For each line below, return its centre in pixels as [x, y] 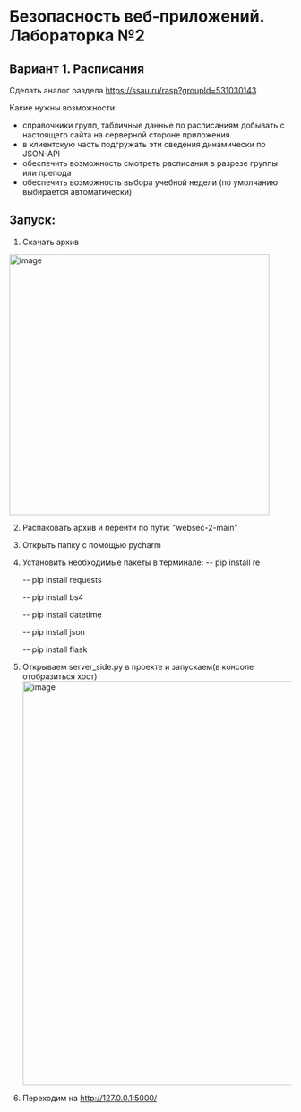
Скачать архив [50, 242]
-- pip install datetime [62, 614]
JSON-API [41, 154]
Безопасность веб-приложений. [137, 17]
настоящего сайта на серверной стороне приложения [126, 135]
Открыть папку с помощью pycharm [91, 544]
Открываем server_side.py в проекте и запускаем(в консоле [138, 666]
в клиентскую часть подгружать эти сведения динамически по [144, 144]
